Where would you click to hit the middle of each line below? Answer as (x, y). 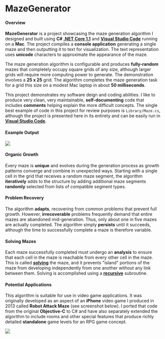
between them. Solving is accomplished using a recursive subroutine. (76, 273)
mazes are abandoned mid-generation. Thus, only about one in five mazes (81, 219)
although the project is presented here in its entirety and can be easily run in (83, 116)
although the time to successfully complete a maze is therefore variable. (79, 230)
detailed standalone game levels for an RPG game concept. (66, 322)
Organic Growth (22, 154)
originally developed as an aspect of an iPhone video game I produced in (80, 301)
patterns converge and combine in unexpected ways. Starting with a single (81, 171)
